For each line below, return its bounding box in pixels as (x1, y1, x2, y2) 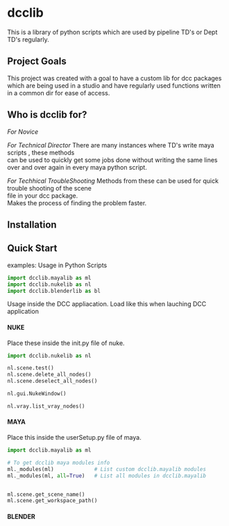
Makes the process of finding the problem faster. (7, 198, 147, 207)
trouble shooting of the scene (7, 184, 92, 192)
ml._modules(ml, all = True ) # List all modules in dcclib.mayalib (7, 472, 207, 479)
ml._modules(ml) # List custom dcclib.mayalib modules (7, 465, 207, 472)
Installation (7, 218, 57, 230)
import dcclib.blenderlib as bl (7, 287, 101, 294)
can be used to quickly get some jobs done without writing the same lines (7, 155, 218, 164)
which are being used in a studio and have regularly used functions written (7, 81, 221, 90)
